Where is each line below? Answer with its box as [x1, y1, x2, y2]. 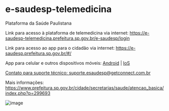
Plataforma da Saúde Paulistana [5, 20, 72, 26]
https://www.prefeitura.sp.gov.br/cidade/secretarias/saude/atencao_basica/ [5, 84, 164, 91]
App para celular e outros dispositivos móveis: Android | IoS [5, 60, 130, 66]
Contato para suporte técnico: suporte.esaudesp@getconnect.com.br [5, 69, 151, 76]
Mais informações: [5, 79, 44, 85]
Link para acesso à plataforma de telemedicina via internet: [5, 30, 129, 36]
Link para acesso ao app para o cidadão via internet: [5, 45, 115, 51]
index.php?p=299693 [5, 90, 51, 96]
